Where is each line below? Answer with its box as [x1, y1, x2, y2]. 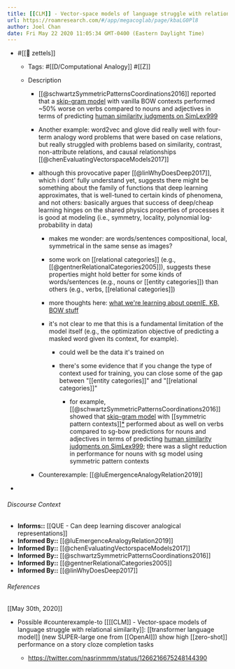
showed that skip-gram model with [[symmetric [69, 412, 207, 421]
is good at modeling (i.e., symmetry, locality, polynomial [38, 213, 199, 222]
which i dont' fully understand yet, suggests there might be [38, 176, 208, 185]
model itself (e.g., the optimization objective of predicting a [48, 327, 219, 336]
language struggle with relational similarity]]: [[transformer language [17, 625, 215, 633]
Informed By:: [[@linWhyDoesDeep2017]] [17, 566, 138, 575]
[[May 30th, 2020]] [7, 604, 63, 612]
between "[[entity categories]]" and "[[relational [59, 376, 198, 385]
